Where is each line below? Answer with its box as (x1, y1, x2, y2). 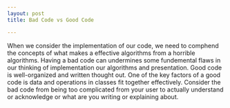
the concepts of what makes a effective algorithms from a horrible (7, 49, 195, 57)
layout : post (7, 10, 45, 17)
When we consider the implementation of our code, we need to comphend (7, 41, 219, 50)
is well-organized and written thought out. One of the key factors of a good (7, 70, 221, 79)
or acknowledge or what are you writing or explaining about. (7, 92, 179, 100)
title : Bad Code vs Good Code (7, 17, 95, 23)
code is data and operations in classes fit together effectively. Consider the (7, 78, 221, 86)
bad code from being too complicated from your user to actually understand (7, 85, 224, 94)
